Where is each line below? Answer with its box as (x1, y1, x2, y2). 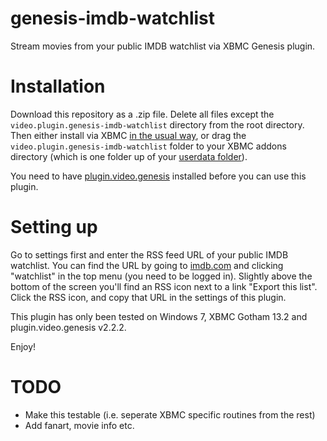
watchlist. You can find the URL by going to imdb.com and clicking (10, 259, 284, 271)
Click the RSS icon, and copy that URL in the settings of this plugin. (10, 291, 287, 303)
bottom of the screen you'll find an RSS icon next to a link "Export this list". (10, 280, 318, 292)
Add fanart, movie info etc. (24, 419, 135, 431)
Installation (10, 75, 106, 98)
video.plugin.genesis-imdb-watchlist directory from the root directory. (10, 118, 305, 131)
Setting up (10, 216, 98, 239)
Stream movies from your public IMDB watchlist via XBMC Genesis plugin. (10, 40, 316, 52)
